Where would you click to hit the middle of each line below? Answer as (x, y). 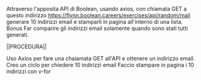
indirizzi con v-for (29, 71)
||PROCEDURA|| (27, 46)
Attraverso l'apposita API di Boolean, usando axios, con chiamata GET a (97, 9)
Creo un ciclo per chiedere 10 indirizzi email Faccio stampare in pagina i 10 (100, 65)
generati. (18, 35)
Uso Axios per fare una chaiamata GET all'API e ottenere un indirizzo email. (101, 58)
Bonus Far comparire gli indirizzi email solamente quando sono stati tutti (97, 28)
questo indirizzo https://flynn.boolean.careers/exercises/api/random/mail (98, 15)
